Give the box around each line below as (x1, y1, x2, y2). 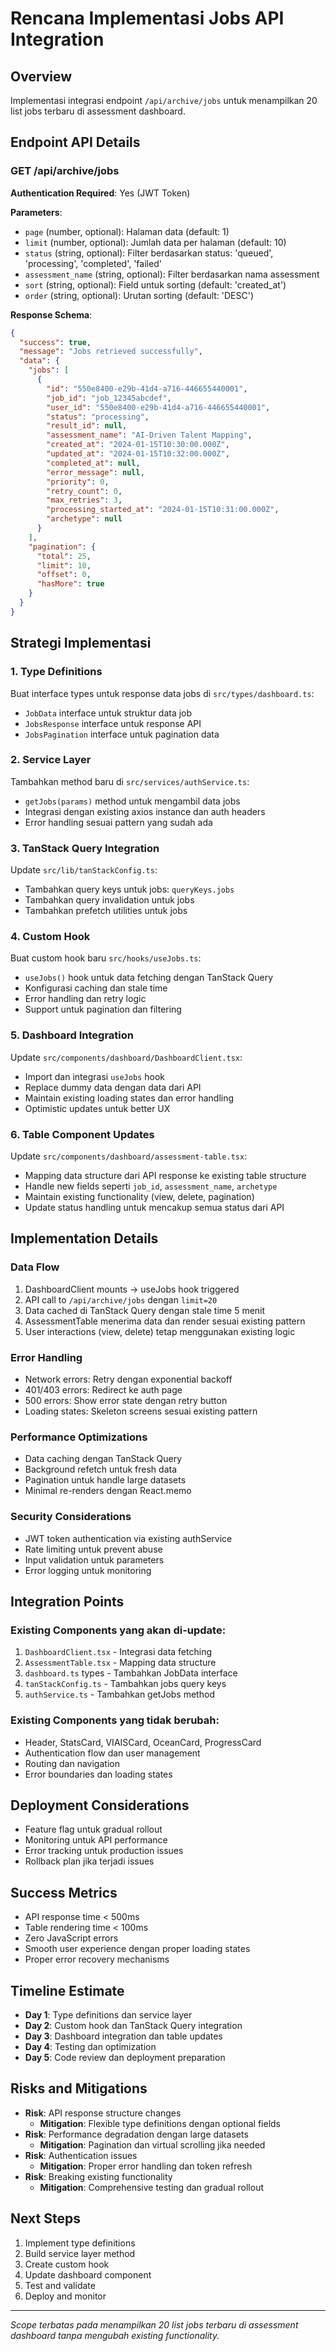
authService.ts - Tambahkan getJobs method (24, 1688, 215, 1701)
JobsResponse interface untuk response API (24, 717, 202, 729)
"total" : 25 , (36, 551, 92, 561)
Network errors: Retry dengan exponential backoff (24, 1373, 233, 1385)
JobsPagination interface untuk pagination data (24, 728, 220, 740)
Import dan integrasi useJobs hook (24, 1070, 165, 1082)
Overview (10, 68, 73, 85)
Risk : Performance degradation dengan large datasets (24, 2128, 249, 2140)
